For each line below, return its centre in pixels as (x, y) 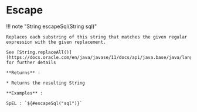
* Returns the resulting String (45, 83)
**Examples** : (25, 93)
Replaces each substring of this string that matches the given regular (97, 37)
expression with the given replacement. (56, 42)
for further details (31, 62)
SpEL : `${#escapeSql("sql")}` (44, 103)
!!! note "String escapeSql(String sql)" (52, 26)
